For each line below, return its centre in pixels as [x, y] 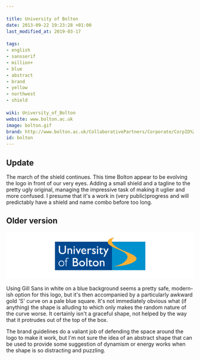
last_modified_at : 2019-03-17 [44, 31]
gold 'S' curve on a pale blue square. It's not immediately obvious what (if [96, 301]
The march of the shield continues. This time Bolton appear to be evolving [97, 177]
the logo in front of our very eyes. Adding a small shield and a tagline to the [98, 183]
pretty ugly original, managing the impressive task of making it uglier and [96, 190]
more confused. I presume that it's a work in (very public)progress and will [98, 195]
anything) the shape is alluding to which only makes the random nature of [96, 307]
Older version [32, 221]
